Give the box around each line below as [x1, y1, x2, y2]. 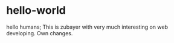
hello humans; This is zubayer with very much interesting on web [6, 23, 168, 30]
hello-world [6, 4, 66, 17]
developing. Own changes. [6, 29, 73, 36]
